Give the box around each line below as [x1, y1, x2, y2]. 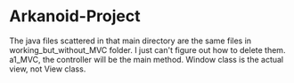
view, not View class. [9, 64, 86, 74]
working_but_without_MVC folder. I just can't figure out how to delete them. [9, 44, 286, 55]
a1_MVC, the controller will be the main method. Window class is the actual [9, 54, 283, 64]
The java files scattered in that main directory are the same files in [9, 35, 252, 46]
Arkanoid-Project [9, 6, 141, 26]
